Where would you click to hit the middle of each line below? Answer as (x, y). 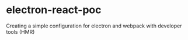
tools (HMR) (20, 31)
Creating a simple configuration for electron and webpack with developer (94, 26)
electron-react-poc (54, 10)
